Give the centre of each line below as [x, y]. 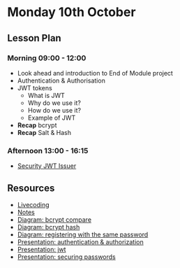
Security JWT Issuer [47, 166]
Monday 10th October [72, 12]
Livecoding [33, 204]
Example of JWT [52, 118]
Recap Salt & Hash [44, 132]
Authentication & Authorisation [61, 80]
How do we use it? [54, 110]
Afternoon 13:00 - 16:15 [48, 150]
